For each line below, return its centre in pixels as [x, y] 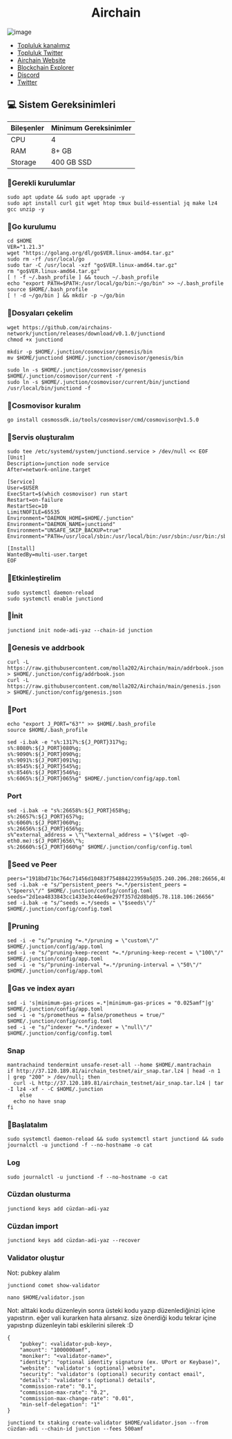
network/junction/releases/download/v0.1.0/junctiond [86, 333]
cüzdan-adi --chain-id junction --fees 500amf [75, 1429]
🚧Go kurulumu [32, 227]
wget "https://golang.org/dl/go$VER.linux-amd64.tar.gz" [91, 253]
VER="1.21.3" [26, 247]
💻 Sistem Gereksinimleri [61, 105]
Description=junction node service [58, 464]
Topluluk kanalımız [43, 45]
